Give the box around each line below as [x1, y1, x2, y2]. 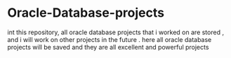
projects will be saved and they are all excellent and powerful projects [7, 43, 209, 51]
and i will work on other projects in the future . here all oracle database [7, 35, 212, 43]
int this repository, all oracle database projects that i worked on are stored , [7, 28, 225, 36]
